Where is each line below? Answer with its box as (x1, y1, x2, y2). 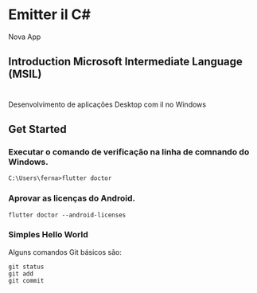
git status (8, 263, 45, 271)
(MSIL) (8, 68, 42, 81)
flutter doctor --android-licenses (8, 211, 127, 219)
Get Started (8, 122, 67, 136)
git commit (8, 276, 45, 284)
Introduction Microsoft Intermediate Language (8, 55, 243, 68)
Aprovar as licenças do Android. (8, 193, 135, 204)
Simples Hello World (8, 229, 89, 240)
